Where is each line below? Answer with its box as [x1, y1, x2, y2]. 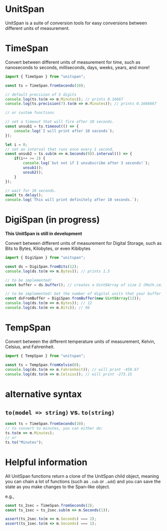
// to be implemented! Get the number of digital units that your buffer [5, 291, 162, 297]
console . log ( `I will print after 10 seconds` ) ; [14, 128, 114, 133]
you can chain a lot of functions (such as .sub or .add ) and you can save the [5, 478, 161, 484]
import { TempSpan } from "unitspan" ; [5, 353, 85, 358]
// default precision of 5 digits [5, 92, 77, 97]
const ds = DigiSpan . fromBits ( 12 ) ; [5, 264, 79, 269]
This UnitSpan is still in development [5, 230, 83, 237]
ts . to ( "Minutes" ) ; [5, 439, 43, 445]
